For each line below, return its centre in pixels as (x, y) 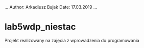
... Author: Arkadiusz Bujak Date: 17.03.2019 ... (51, 7)
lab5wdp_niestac (40, 27)
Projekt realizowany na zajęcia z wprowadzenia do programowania (72, 40)
